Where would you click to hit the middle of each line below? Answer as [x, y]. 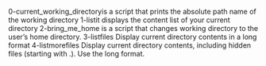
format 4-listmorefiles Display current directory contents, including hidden [130, 45]
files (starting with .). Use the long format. [77, 54]
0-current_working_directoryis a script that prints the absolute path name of [132, 12]
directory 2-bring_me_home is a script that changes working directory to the [133, 28]
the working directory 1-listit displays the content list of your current [119, 20]
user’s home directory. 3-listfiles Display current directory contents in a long [133, 37]
